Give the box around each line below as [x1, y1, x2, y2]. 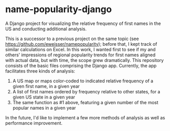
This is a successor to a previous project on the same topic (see [5, 36, 139, 42]
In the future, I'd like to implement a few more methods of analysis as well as [5, 114, 165, 120]
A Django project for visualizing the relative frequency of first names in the [5, 20, 161, 26]
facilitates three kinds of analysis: [5, 68, 75, 74]
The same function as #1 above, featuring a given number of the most [12, 99, 159, 105]
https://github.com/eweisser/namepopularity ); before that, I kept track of [5, 41, 157, 47]
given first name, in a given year [12, 83, 80, 89]
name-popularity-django [5, 4, 112, 15]
